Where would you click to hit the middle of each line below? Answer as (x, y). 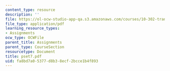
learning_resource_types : (32, 28)
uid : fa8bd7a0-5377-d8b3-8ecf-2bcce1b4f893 (52, 61)
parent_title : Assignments (34, 42)
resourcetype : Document (30, 51)
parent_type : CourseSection (35, 47)
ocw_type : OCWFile (25, 38)
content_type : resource (30, 10)
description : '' (22, 14)
